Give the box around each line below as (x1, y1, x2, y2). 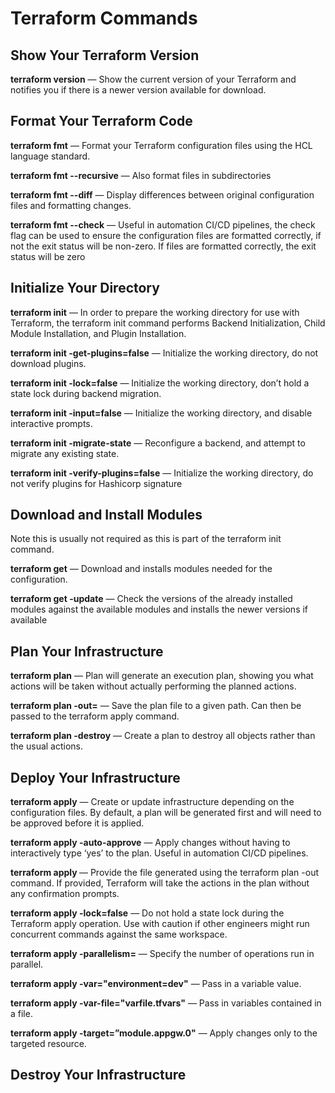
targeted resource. (10, 1038, 87, 1050)
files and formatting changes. (10, 199, 132, 211)
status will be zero (10, 250, 86, 262)
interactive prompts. (10, 417, 93, 429)
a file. (10, 1008, 33, 1020)
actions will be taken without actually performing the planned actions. (10, 680, 297, 692)
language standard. (10, 150, 91, 162)
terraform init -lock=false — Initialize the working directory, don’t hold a (10, 377, 310, 389)
